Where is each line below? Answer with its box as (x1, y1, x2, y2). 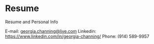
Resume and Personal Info (5, 19, 58, 25)
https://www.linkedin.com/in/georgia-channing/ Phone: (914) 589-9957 (5, 33, 150, 39)
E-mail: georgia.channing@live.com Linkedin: (5, 28, 97, 34)
